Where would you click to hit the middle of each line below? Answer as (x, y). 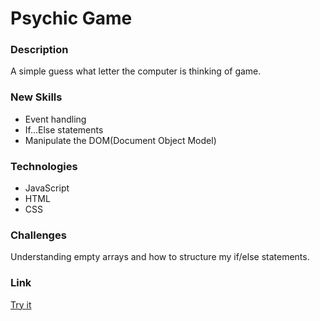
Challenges (38, 235)
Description (39, 50)
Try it (21, 304)
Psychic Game (71, 18)
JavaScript (47, 188)
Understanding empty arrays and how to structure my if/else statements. (160, 257)
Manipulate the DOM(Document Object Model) (120, 140)
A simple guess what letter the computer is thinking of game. (136, 71)
